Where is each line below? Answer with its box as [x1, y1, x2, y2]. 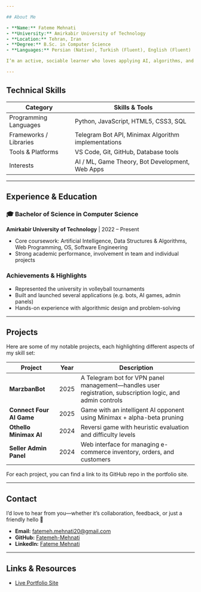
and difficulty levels [80, 431, 136, 439]
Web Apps [74, 165, 105, 173]
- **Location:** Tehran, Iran [6, 36, 82, 42]
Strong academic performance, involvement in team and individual [14, 250, 179, 258]
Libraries [9, 138, 34, 146]
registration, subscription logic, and [80, 389, 181, 397]
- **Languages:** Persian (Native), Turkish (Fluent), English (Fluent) [6, 47, 191, 53]
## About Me [6, 14, 36, 20]
